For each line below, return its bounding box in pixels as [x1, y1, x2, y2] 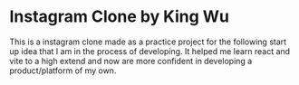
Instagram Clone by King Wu [9, 6, 229, 27]
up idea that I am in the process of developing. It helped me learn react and [9, 45, 291, 56]
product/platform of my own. [9, 65, 117, 76]
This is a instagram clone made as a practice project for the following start [9, 36, 287, 47]
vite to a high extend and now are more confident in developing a [9, 55, 253, 66]
